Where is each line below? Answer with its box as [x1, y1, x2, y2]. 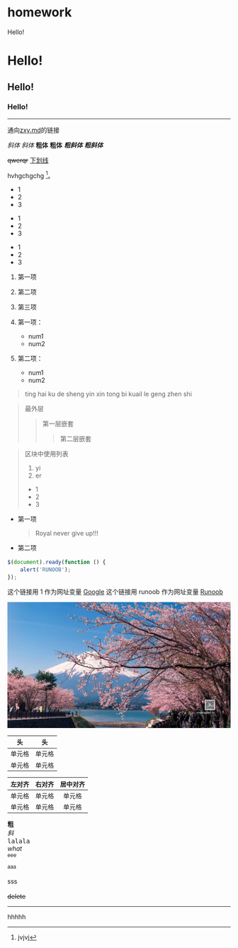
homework [7, 4, 72, 21]
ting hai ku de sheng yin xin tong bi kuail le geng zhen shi [24, 390, 193, 398]
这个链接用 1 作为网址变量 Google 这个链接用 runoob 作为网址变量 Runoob [7, 588, 223, 596]
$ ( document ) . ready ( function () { [7, 558, 106, 566]
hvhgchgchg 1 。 [7, 170, 55, 180]
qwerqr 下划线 [7, 155, 49, 164]
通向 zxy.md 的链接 [7, 126, 60, 134]
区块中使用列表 [24, 450, 69, 458]
